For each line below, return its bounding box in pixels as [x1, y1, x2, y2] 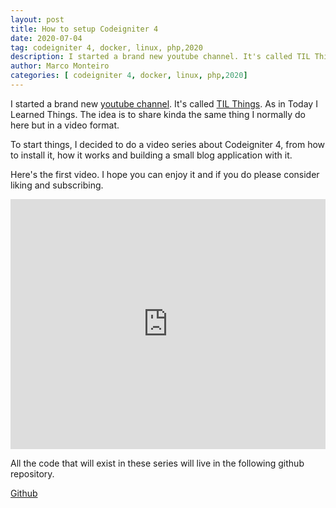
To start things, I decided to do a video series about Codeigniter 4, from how [10, 138, 326, 150]
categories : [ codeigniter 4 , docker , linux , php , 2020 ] [10, 71, 248, 81]
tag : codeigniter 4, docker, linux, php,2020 [10, 42, 203, 53]
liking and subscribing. [10, 179, 104, 191]
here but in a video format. [10, 119, 120, 131]
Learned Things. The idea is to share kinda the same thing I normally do [10, 108, 307, 120]
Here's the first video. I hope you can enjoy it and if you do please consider [10, 168, 320, 180]
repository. [10, 467, 55, 480]
